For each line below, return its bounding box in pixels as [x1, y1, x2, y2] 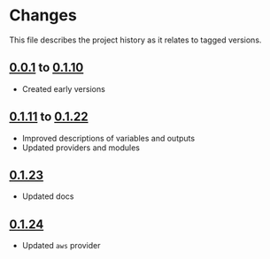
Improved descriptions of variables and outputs [21, 133, 196, 143]
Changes [9, 5, 77, 26]
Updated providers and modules [21, 142, 140, 153]
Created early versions [21, 83, 106, 94]
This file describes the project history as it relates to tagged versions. [9, 34, 262, 45]
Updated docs [21, 191, 74, 202]
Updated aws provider [21, 240, 101, 251]
